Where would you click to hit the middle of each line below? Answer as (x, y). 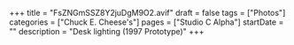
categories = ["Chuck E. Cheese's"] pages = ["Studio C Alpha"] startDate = (147, 22)
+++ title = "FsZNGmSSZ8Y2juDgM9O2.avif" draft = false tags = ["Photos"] (147, 13)
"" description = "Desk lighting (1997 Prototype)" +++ (107, 31)
